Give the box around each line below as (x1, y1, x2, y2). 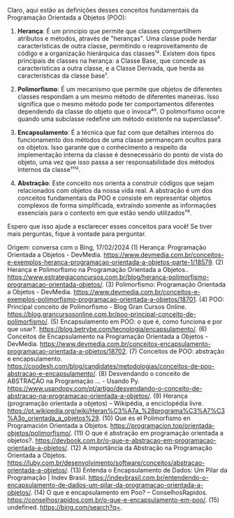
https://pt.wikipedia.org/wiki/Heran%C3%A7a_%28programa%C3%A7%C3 (7, 407, 226, 415)
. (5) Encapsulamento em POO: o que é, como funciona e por (47, 317, 223, 326)
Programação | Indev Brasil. (7, 473, 87, 482)
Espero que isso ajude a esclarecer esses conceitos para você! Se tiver (7, 222, 213, 230)
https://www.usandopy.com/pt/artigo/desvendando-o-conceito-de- (7, 384, 203, 392)
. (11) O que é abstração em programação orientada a (70, 429, 224, 437)
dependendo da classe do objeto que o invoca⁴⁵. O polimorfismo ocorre (17, 108, 226, 115)
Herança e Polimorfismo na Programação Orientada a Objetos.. (7, 266, 189, 273)
